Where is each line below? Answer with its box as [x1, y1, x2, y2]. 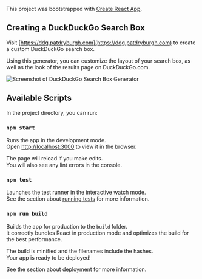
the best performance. [6, 235, 62, 243]
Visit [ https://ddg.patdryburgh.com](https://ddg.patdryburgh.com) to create [6, 39, 196, 46]
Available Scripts [6, 93, 72, 103]
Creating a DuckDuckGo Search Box [6, 22, 146, 33]
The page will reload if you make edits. [6, 154, 103, 162]
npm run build [6, 210, 48, 218]
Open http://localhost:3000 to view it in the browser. [6, 143, 137, 150]
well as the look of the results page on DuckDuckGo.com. [6, 63, 150, 71]
